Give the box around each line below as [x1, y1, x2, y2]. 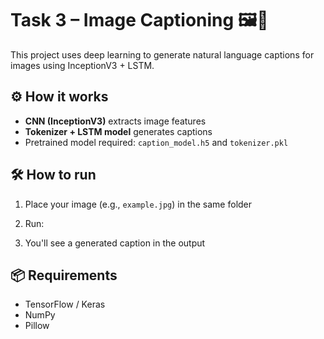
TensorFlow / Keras [24, 298, 106, 311]
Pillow [24, 320, 50, 332]
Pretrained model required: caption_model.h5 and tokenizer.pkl [24, 136, 289, 148]
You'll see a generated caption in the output [24, 237, 206, 249]
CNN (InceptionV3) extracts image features [24, 115, 207, 127]
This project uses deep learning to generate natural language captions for [10, 48, 315, 61]
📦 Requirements [10, 267, 118, 284]
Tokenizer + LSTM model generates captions [24, 125, 213, 137]
